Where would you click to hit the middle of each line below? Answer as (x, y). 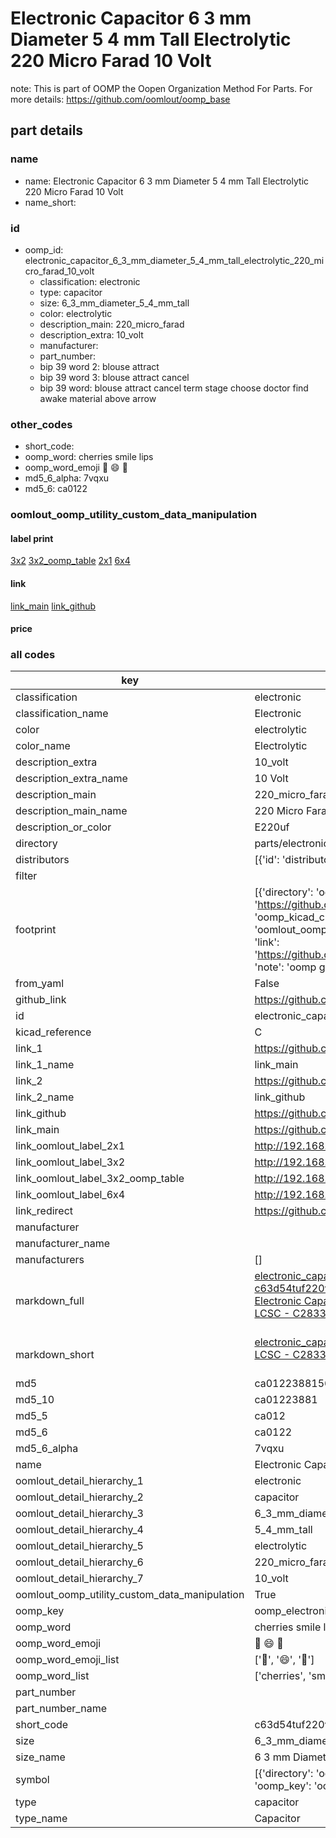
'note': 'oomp (285, 967)
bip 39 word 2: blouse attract (99, 366)
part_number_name (61, 1709)
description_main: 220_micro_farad (112, 324)
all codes (33, 655)
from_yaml (40, 984)
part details (47, 130)
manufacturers (50, 1260)
